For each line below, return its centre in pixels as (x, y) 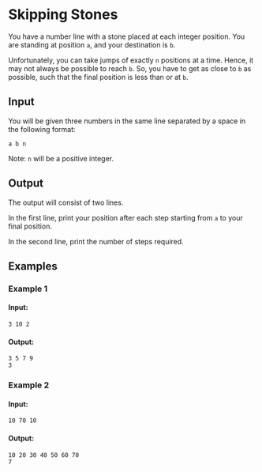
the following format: (42, 129)
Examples (33, 266)
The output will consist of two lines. (66, 202)
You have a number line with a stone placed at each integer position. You (127, 36)
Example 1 (28, 289)
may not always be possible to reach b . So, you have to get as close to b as (130, 68)
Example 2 (29, 385)
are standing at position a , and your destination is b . (92, 44)
